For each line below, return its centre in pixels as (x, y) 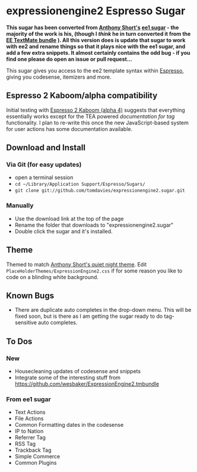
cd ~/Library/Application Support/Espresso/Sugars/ (80, 185)
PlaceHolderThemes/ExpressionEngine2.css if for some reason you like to (94, 271)
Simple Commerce (37, 457)
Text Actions (30, 412)
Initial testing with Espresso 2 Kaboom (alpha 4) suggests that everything (96, 110)
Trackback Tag (33, 450)
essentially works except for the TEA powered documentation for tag (90, 116)
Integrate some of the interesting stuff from (67, 378)
